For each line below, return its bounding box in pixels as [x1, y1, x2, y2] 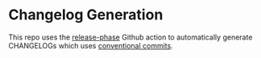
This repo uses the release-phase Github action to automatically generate [8, 32, 253, 42]
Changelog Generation [8, 6, 164, 24]
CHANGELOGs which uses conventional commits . [8, 40, 173, 50]
